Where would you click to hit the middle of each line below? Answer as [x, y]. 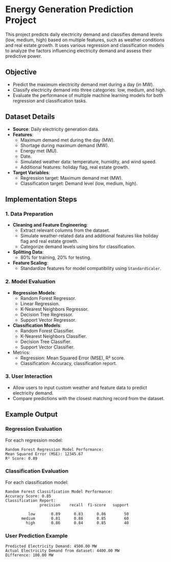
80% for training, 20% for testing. [56, 258]
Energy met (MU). [39, 151]
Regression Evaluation [34, 429]
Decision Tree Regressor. [47, 314]
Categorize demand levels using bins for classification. [78, 247]
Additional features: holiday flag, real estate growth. [75, 167]
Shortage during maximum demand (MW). [65, 145]
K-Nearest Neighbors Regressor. [54, 309]
